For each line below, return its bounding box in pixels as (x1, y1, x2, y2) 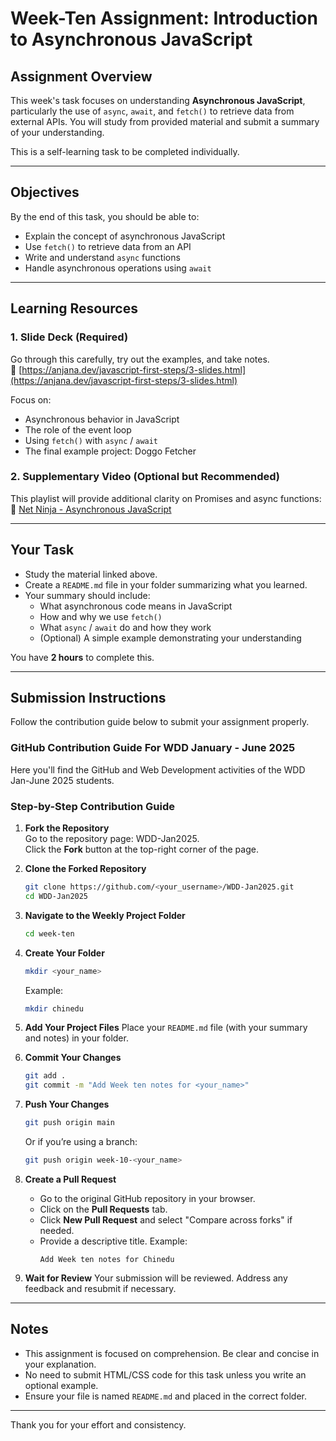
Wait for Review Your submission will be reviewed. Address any (24, 1272, 288, 1284)
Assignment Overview (10, 68, 153, 85)
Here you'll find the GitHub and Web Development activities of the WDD (10, 763, 306, 776)
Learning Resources (10, 300, 138, 317)
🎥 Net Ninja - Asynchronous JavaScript (10, 503, 172, 515)
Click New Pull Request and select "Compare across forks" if (39, 1213, 293, 1226)
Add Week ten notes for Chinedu (39, 1254, 175, 1264)
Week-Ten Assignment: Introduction (10, 7, 318, 30)
